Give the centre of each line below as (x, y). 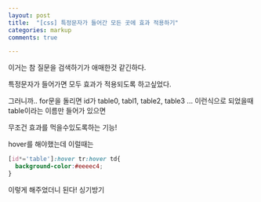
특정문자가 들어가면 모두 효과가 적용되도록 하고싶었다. (90, 84)
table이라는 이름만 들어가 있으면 (57, 111)
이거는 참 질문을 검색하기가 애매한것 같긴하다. (77, 68)
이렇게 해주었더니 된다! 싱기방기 (56, 189)
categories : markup (40, 30)
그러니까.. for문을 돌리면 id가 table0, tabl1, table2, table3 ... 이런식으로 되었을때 (131, 101)
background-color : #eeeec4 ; (59, 167)
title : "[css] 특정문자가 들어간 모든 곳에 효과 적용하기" (93, 23)
